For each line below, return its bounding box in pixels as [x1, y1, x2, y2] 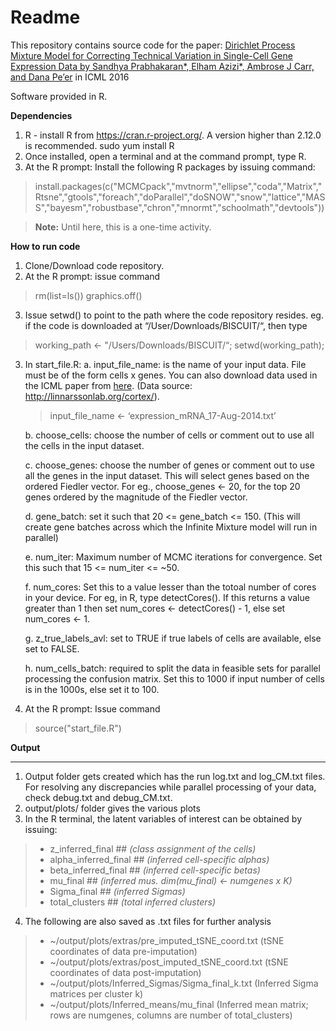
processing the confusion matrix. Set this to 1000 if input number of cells [24, 672, 325, 685]
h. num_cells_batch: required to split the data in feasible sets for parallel [24, 662, 321, 674]
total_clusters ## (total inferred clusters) [49, 896, 217, 908]
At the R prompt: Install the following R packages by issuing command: [24, 161, 316, 173]
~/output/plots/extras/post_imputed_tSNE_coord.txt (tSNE [49, 956, 289, 968]
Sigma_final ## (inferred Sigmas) [49, 885, 186, 897]
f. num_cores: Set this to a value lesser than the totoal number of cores [24, 581, 317, 593]
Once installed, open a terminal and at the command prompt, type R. [24, 150, 307, 162]
